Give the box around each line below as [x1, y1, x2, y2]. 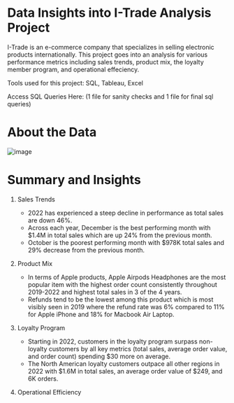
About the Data [7, 125, 97, 141]
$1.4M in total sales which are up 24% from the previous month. [27, 231, 212, 239]
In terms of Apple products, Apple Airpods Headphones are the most [27, 273, 226, 281]
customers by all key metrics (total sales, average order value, [48, 344, 228, 353]
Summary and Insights [7, 172, 141, 188]
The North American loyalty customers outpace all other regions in [27, 359, 220, 368]
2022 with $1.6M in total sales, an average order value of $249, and [27, 367, 223, 375]
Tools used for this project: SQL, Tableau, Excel [7, 78, 143, 87]
